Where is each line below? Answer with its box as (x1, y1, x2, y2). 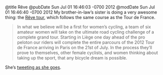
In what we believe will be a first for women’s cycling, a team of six (17, 24, 151, 30)
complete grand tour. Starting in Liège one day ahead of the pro (17, 34, 145, 40)
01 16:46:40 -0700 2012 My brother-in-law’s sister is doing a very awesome (5, 9, 157, 15)
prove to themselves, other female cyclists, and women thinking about (17, 50, 158, 56)
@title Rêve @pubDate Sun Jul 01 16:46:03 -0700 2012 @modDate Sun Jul (5, 4, 155, 10)
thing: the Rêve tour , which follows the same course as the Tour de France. (5, 15, 156, 20)
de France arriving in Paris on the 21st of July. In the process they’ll (17, 45, 152, 50)
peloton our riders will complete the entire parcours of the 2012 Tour (17, 39, 155, 45)
